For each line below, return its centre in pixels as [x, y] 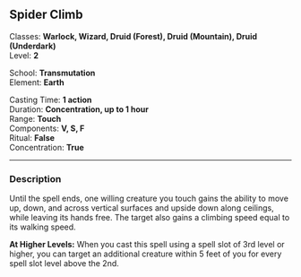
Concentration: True [47, 147]
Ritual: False [32, 137]
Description [35, 178]
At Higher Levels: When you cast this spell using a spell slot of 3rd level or [147, 245]
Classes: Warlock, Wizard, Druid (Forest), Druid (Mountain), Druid [133, 36]
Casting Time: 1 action [51, 100]
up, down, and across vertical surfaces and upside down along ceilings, [142, 208]
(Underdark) [33, 46]
